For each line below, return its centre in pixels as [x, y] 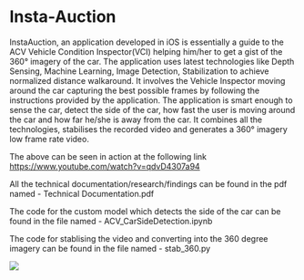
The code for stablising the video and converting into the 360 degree [139, 238]
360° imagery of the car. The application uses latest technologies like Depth [152, 61]
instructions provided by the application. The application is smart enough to [151, 100]
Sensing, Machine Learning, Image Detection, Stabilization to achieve [140, 71]
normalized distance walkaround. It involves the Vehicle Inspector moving [147, 80]
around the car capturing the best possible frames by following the [135, 90]
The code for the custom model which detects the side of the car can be [145, 211]
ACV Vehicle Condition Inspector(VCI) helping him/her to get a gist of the [146, 51]
